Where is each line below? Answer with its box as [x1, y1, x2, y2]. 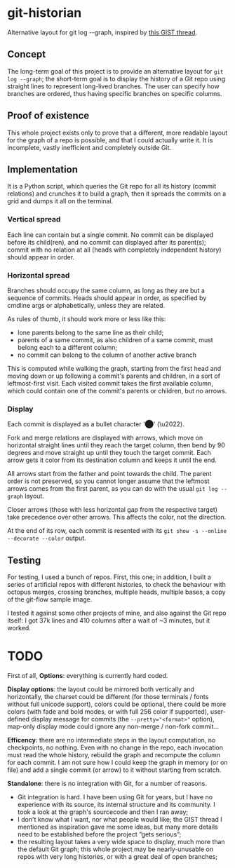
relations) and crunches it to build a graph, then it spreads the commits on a [7, 189, 227, 198]
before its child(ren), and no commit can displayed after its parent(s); [7, 238, 206, 246]
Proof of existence [7, 110, 90, 122]
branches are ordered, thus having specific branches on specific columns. [7, 89, 222, 97]
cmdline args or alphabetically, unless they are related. [7, 301, 166, 309]
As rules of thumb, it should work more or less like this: [7, 314, 166, 323]
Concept [7, 48, 46, 60]
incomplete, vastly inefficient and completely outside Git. [7, 143, 172, 151]
